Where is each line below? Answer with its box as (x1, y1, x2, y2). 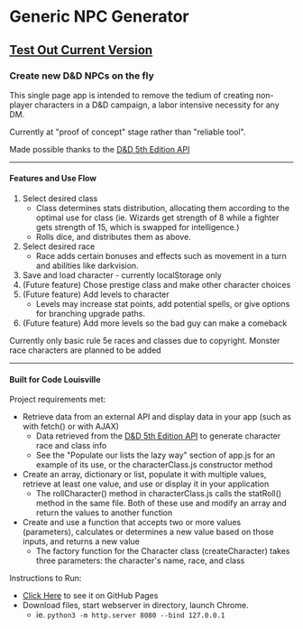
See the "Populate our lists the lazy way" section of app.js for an (35, 449, 276, 461)
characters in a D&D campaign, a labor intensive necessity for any (34, 99, 280, 110)
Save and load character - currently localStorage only (22, 270, 223, 281)
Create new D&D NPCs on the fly (9, 69, 155, 82)
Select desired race (22, 241, 96, 252)
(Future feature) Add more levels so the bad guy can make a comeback (22, 318, 288, 328)
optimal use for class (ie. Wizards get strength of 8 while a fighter (35, 212, 280, 223)
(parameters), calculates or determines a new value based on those (22, 526, 274, 538)
